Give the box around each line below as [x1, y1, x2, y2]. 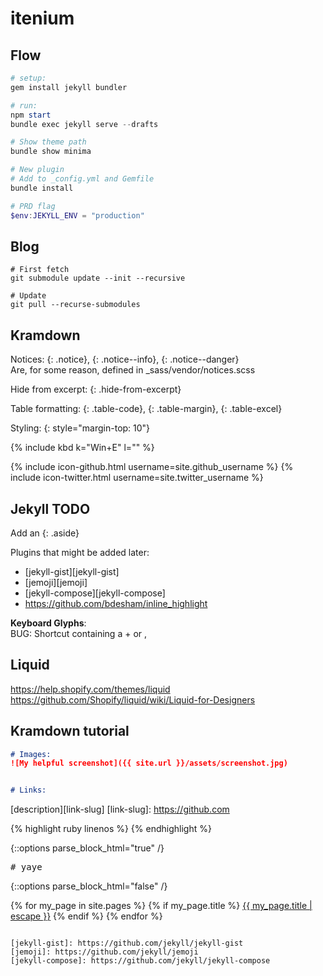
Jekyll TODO [10, 500, 91, 517]
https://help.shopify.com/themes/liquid [10, 683, 171, 695]
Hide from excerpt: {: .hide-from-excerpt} [10, 383, 182, 396]
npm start [10, 110, 52, 120]
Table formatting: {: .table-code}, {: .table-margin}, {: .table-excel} [10, 403, 283, 415]
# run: [10, 100, 38, 111]
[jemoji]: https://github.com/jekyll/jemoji [10, 947, 199, 957]
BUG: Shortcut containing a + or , [10, 627, 148, 639]
